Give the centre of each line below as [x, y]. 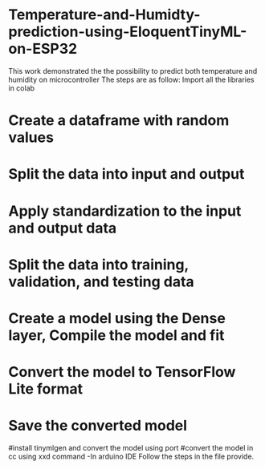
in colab [21, 88]
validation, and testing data [101, 281]
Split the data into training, [98, 264]
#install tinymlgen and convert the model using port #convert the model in [131, 448]
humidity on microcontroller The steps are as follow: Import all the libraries [131, 79]
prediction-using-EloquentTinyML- [128, 32]
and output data [63, 228]
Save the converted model [98, 426]
